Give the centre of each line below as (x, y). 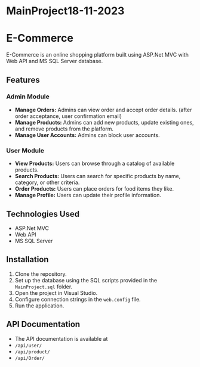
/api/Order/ (30, 358)
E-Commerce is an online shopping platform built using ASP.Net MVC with (98, 55)
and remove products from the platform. (64, 129)
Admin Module (28, 97)
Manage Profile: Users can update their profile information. (88, 195)
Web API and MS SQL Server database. (55, 61)
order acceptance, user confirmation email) (68, 116)
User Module (25, 150)
